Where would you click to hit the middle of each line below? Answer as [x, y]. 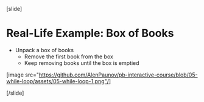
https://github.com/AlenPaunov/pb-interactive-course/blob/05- [118, 75]
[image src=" [23, 75]
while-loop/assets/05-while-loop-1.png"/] [59, 81]
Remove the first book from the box [69, 56]
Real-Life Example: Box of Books [90, 33]
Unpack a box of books [44, 50]
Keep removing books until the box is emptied [82, 63]
